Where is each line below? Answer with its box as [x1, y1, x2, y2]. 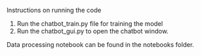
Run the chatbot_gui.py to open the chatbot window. [16, 27, 169, 35]
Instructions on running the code [6, 6, 102, 14]
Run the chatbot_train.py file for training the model [16, 20, 164, 27]
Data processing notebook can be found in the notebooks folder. [6, 41, 195, 48]
